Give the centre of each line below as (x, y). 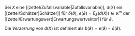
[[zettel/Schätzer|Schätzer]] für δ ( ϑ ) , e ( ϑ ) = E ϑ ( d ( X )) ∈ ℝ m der (67, 13)
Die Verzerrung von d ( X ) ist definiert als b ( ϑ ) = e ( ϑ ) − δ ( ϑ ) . (63, 28)
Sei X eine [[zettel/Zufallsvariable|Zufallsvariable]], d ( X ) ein (64, 7)
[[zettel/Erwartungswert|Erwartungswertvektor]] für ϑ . (59, 19)
